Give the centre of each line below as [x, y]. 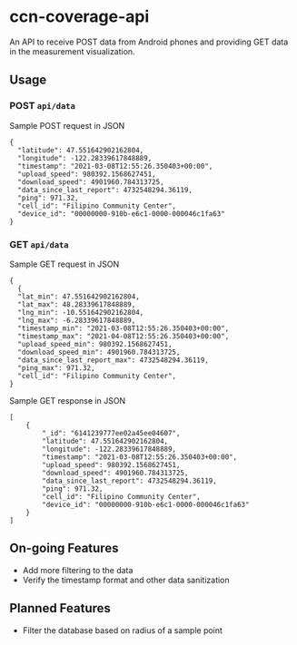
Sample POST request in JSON [67, 125]
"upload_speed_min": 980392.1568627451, [95, 344]
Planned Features [60, 608]
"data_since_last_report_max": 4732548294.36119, [113, 360]
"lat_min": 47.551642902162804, [79, 297]
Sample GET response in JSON [68, 400]
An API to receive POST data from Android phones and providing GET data [149, 42]
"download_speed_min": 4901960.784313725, [99, 352]
